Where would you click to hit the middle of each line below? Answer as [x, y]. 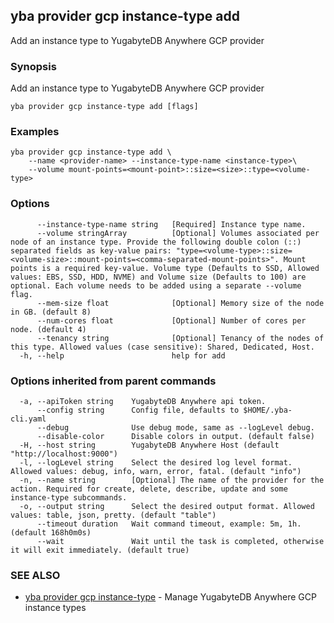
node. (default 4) [48, 329]
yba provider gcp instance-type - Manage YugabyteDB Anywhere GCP [170, 597]
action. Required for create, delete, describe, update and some [149, 489]
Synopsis [33, 66]
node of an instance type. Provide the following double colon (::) [156, 242]
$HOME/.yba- [268, 410]
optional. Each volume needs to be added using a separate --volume [156, 285]
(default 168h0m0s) [51, 533]
